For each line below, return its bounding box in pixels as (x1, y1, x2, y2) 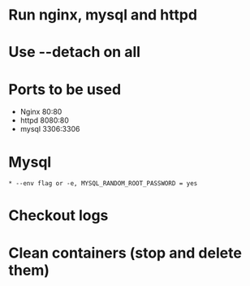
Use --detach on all (8, 43, 140, 62)
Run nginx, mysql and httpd (8, 6, 197, 24)
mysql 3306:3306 (19, 124, 80, 134)
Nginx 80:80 (19, 107, 62, 117)
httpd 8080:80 (19, 115, 69, 125)
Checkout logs (8, 206, 109, 225)
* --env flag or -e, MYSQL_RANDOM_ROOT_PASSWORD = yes (8, 180, 198, 188)
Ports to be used (8, 80, 122, 98)
